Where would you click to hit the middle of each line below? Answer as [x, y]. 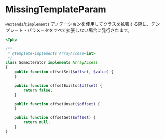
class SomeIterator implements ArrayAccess [52, 63]
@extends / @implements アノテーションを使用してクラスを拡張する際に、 [78, 24]
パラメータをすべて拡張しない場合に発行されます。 [79, 30]
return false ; [38, 90]
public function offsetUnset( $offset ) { [57, 104]
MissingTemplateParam [56, 9]
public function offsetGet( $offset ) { [55, 118]
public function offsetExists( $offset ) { [58, 86]
